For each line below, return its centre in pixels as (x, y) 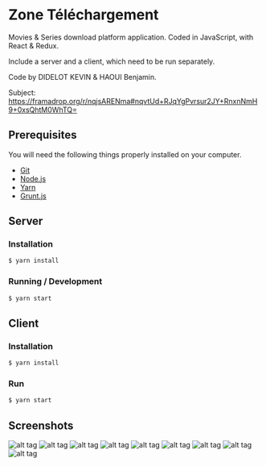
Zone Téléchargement (84, 15)
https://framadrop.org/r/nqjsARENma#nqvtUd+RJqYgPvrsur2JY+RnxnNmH (133, 101)
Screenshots (41, 425)
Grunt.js (33, 196)
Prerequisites (43, 135)
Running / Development (55, 281)
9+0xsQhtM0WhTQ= (43, 110)
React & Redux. (33, 45)
